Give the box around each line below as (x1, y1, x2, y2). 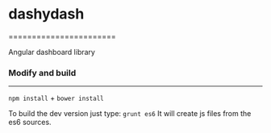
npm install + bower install (8, 94, 104, 103)
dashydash (8, 5, 85, 23)
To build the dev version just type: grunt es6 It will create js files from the (8, 109, 252, 118)
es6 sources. (8, 118, 52, 127)
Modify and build (8, 67, 77, 78)
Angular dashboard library (8, 47, 95, 56)
